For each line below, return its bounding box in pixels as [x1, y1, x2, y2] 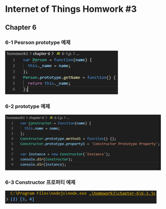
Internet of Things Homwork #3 [5, 3, 137, 15]
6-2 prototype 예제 [5, 103, 50, 110]
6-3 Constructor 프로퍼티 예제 [5, 179, 76, 186]
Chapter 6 [5, 23, 37, 32]
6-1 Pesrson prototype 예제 [5, 39, 71, 45]
